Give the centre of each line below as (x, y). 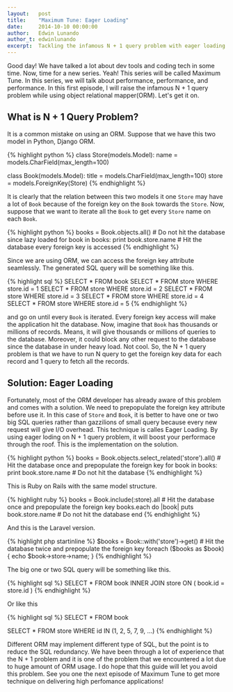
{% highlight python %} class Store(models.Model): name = (93, 154)
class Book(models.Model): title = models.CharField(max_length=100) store (115, 175)
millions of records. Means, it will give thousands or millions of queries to (112, 332)
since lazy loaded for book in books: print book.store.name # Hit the (105, 239)
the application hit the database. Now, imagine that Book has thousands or (113, 324)
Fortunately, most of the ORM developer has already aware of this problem (114, 400)
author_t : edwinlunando (42, 40)
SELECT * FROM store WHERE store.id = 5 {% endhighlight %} (97, 303)
